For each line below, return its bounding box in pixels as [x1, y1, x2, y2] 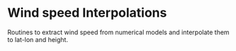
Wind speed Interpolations [7, 5, 167, 21]
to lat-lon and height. [7, 35, 69, 43]
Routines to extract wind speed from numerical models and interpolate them [7, 28, 230, 36]
